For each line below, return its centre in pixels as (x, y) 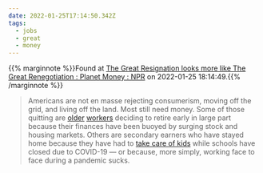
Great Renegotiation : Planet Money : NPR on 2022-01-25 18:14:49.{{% (125, 77)
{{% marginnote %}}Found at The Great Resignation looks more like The (127, 68)
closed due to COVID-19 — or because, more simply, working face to (141, 152)
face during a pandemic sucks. (79, 160)
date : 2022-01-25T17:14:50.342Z (62, 16)
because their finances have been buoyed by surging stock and (133, 127)
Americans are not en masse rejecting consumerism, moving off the (139, 101)
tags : (17, 23)
